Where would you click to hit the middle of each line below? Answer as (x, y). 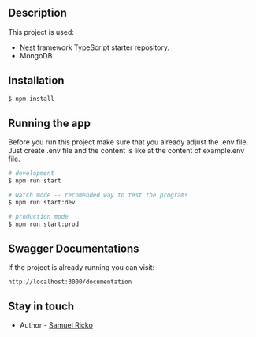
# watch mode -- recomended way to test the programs (98, 195)
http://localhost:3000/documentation (70, 282)
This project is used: (41, 32)
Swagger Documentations (74, 248)
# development (32, 174)
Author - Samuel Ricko (56, 325)
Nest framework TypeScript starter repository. (95, 47)
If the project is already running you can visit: (82, 268)
